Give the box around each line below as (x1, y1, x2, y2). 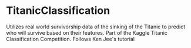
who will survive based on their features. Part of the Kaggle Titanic (6, 29, 167, 36)
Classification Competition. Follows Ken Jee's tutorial (6, 35, 135, 42)
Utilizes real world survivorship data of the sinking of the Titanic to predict (6, 23, 186, 30)
